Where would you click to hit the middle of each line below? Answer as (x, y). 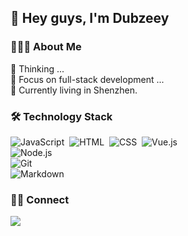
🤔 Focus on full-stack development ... (87, 79)
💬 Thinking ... (37, 68)
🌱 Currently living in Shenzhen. (74, 90)
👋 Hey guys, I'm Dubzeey (90, 18)
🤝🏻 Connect (40, 199)
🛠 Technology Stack (61, 116)
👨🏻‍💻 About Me (46, 47)
